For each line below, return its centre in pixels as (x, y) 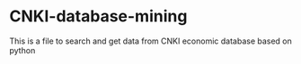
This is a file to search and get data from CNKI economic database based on (150, 41)
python (22, 50)
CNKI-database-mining (98, 16)
